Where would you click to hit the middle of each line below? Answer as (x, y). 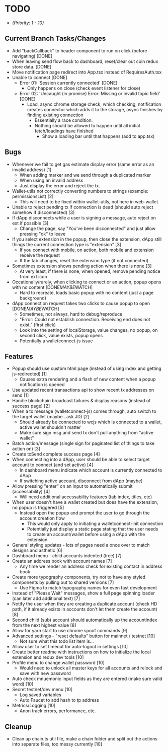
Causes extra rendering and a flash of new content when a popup (88, 379)
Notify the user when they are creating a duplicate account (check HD (85, 604)
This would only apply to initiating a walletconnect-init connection (95, 523)
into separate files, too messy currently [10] (57, 744)
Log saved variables (40, 695)
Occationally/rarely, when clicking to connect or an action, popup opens (87, 282)
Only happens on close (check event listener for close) (84, 88)
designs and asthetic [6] (37, 550)
